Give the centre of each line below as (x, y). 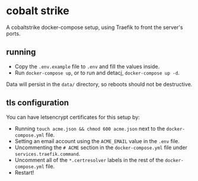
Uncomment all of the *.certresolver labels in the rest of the (89, 160)
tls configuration (38, 103)
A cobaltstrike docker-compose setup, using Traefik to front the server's (95, 27)
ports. (13, 33)
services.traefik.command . (47, 153)
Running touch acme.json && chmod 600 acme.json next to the (90, 128)
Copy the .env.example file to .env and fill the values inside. (87, 66)
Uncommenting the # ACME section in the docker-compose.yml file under (101, 147)
